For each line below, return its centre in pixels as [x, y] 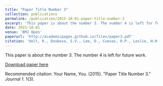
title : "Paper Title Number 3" [37, 9]
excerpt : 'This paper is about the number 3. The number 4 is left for [79, 23]
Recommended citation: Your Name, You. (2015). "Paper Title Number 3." [78, 74]
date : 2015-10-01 [23, 28]
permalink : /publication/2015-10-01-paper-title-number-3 [65, 18]
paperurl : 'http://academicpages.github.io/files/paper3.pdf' [69, 37]
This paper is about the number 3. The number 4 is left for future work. [76, 55]
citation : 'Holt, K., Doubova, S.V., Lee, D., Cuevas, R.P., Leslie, [77, 41]
